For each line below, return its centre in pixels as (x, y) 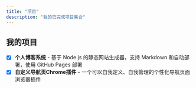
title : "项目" (23, 11)
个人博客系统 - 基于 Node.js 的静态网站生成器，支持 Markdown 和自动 (99, 57)
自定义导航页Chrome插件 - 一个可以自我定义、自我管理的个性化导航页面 (102, 72)
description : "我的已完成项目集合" (46, 17)
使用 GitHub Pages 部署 (54, 65)
